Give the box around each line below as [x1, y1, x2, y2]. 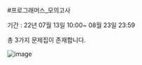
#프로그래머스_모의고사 [7, 6, 71, 14]
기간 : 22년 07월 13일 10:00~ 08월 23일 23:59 [7, 21, 135, 29]
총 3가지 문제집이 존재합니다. [7, 36, 86, 44]
